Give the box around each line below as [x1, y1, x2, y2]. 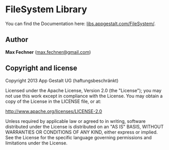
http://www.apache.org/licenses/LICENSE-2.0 [5, 108, 102, 114]
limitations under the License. [5, 140, 68, 146]
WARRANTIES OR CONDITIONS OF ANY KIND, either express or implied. [5, 129, 158, 135]
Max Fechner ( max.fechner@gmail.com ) [5, 49, 91, 55]
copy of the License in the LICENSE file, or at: [5, 98, 101, 104]
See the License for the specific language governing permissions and [5, 134, 152, 140]
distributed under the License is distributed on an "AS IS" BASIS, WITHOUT [5, 123, 164, 130]
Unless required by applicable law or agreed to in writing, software [5, 118, 146, 124]
